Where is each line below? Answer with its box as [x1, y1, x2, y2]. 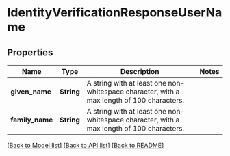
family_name [10, 115, 53, 125]
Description [120, 67, 159, 76]
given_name [10, 87, 51, 96]
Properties [7, 47, 53, 58]
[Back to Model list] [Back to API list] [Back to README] [7, 142, 164, 149]
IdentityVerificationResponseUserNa [7, 5, 222, 21]
